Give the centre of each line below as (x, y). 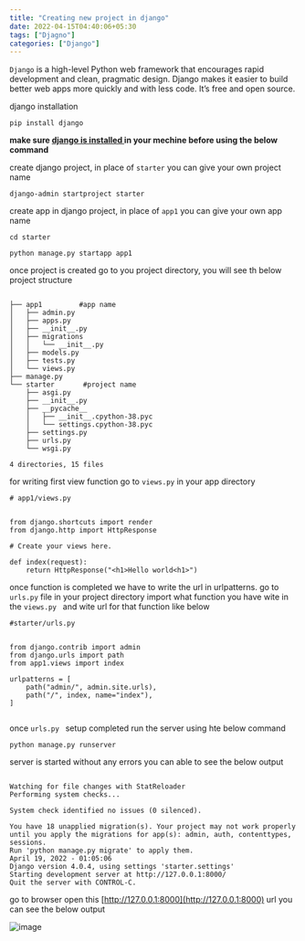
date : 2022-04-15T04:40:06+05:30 (73, 26)
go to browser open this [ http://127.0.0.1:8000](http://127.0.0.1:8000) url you (151, 900)
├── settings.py (57, 433)
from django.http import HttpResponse (83, 531)
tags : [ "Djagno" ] (42, 35)
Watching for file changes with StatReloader (97, 787)
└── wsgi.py (48, 449)
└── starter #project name (73, 385)
